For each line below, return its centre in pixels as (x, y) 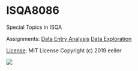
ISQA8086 (33, 11)
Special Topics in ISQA (34, 27)
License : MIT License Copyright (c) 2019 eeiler (64, 50)
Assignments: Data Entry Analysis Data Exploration (69, 39)
